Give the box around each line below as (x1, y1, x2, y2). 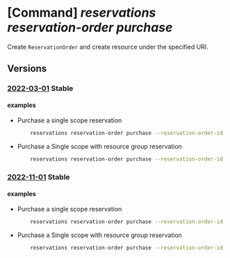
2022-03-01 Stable (7, 83, 74, 93)
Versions (7, 63, 47, 74)
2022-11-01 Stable (7, 172, 71, 182)
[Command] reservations (7, 5, 156, 21)
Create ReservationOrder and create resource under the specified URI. (7, 42, 208, 51)
